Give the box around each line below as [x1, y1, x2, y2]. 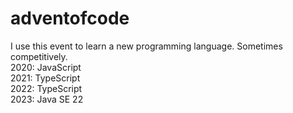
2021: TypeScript [10, 72, 81, 84]
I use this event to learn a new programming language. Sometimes [10, 40, 283, 52]
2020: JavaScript [10, 61, 82, 73]
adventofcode [10, 7, 130, 30]
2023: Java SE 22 [10, 93, 84, 105]
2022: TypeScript [10, 82, 83, 94]
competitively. [10, 50, 68, 62]
